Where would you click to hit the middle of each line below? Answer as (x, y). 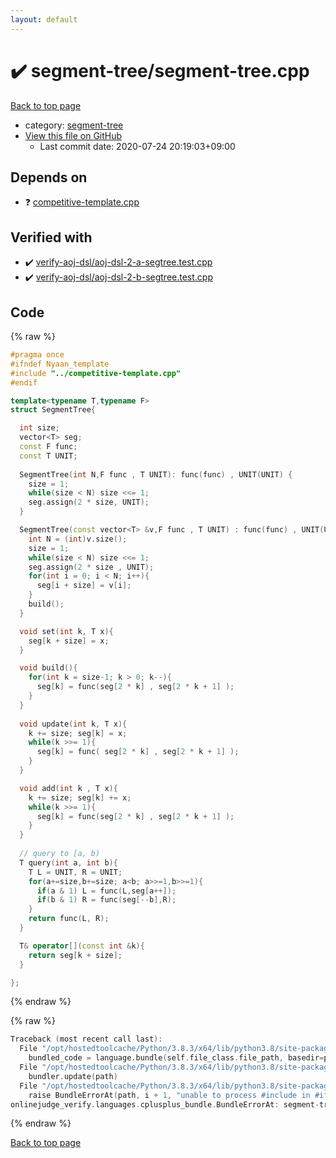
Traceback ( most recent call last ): (86, 1039)
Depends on (49, 177)
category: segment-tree (74, 125)
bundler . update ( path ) (73, 1076)
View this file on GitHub (73, 135)
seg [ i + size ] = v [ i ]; (84, 586)
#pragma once (37, 355)
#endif (24, 382)
